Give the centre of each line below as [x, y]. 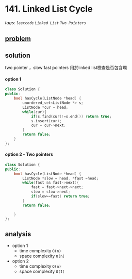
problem [18, 39]
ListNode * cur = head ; [45, 107]
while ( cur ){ [35, 112]
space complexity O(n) [42, 256]
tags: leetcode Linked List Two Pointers [46, 22]
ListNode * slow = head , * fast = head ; [60, 178]
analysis [18, 234]
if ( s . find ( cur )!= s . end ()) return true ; [71, 116]
